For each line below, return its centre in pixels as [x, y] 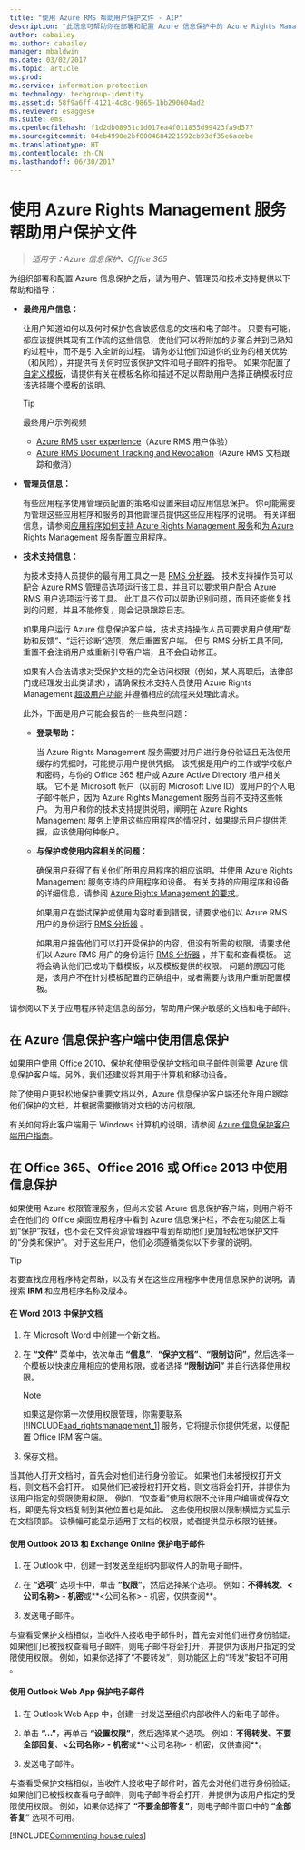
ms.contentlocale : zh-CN [56, 153]
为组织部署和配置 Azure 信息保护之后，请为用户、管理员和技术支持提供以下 [150, 278]
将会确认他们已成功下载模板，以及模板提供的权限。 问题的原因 [152, 966]
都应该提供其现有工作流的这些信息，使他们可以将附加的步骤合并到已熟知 [157, 340]
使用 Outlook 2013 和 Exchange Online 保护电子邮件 [108, 1543]
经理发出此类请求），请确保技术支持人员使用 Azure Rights [145, 682]
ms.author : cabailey [49, 43]
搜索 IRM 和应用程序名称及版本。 [71, 1291]
